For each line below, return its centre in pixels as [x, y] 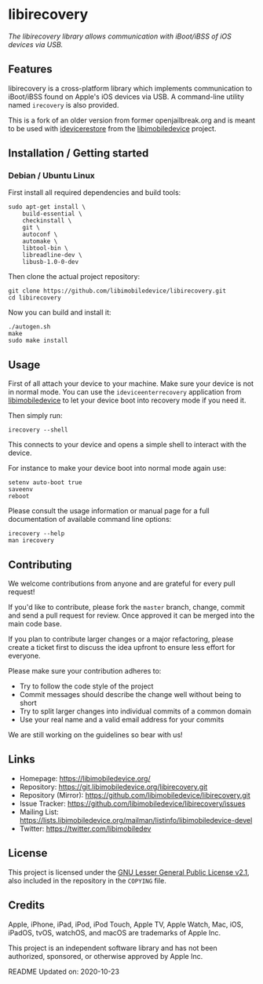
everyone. [24, 656]
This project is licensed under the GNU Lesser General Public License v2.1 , [129, 872]
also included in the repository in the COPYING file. [87, 880]
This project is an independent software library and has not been [113, 948]
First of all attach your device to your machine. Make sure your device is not [131, 384]
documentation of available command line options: [90, 520]
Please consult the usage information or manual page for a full [109, 511]
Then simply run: [35, 416]
